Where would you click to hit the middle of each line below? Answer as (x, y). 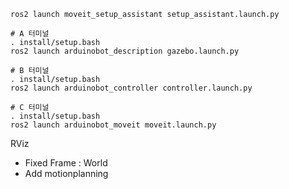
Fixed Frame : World (66, 163)
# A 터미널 (30, 34)
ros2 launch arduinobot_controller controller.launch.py (131, 88)
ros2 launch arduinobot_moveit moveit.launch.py (113, 125)
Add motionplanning (66, 173)
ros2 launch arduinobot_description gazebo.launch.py (125, 51)
